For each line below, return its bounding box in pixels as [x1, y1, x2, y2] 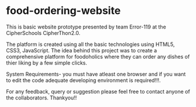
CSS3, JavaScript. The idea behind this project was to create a [6, 47, 157, 53]
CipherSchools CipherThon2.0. [6, 29, 81, 36]
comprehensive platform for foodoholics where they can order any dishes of [6, 53, 190, 60]
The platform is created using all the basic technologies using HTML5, [6, 41, 175, 48]
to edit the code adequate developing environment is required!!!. [6, 77, 161, 84]
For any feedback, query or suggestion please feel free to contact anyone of [6, 88, 190, 95]
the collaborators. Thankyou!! [6, 94, 77, 101]
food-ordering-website [6, 4, 121, 17]
